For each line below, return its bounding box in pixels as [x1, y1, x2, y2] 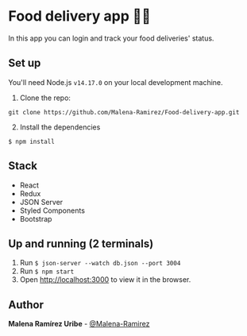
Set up [8, 56, 41, 70]
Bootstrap [19, 214, 52, 223]
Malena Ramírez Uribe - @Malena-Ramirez [8, 319, 150, 329]
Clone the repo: [19, 93, 71, 102]
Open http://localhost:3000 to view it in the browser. [19, 275, 191, 284]
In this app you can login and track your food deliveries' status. [8, 33, 214, 43]
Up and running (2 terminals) [8, 237, 154, 250]
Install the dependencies [19, 122, 101, 132]
